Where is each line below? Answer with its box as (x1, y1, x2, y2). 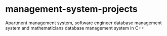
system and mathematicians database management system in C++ (5, 25, 145, 31)
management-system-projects (5, 3, 138, 15)
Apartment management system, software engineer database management (5, 20, 162, 26)
